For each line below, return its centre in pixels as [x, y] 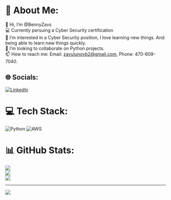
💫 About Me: [32, 10]
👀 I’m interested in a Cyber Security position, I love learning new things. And [85, 37]
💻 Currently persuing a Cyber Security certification [59, 30]
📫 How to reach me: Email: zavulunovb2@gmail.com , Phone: [69, 54]
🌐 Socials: [22, 78]
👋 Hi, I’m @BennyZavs [28, 24]
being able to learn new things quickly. [46, 43]
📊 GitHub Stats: [40, 150]
